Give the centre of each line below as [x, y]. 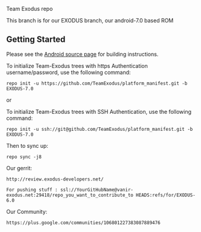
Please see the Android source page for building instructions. [82, 54]
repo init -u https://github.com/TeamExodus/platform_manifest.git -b [97, 83]
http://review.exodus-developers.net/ [55, 179]
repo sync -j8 [24, 157]
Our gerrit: [19, 168]
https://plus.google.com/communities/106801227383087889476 [84, 223]
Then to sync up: [27, 145]
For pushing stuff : [32, 190]
